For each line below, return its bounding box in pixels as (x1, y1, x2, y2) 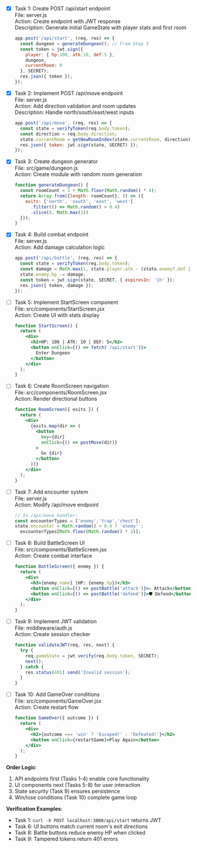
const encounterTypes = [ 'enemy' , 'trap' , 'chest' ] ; (14, 518, 141, 524)
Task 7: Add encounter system (14, 488, 89, 495)
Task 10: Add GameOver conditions (14, 691, 100, 698)
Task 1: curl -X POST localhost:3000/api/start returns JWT (14, 817, 162, 824)
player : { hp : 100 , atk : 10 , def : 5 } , (25, 52, 116, 58)
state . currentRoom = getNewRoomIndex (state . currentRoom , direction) (20, 136, 191, 143)
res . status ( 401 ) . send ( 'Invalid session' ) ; (25, 669, 131, 675)
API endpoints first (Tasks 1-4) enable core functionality (14, 775, 150, 782)
